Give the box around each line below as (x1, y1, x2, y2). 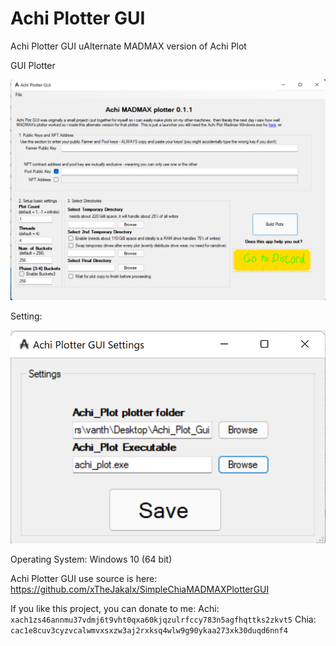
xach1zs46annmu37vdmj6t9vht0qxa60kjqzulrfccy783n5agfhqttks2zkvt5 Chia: (10, 613, 317, 625)
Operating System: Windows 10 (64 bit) (10, 553, 173, 565)
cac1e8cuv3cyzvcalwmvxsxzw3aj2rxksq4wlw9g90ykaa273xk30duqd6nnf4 (10, 625, 288, 636)
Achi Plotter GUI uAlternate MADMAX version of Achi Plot (10, 40, 247, 52)
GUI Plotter (10, 59, 56, 71)
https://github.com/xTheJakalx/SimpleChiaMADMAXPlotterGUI (10, 583, 270, 595)
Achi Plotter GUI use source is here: (10, 572, 158, 584)
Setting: (10, 310, 43, 322)
